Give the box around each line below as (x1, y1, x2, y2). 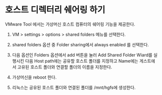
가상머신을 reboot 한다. (12, 74, 57, 80)
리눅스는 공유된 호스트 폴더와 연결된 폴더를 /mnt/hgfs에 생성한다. (12, 84, 136, 90)
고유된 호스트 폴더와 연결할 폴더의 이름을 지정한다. (17, 64, 112, 70)
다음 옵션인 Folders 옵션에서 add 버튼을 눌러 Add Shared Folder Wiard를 (12, 52, 153, 58)
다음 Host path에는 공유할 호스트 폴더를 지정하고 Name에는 (25, 58, 139, 64)
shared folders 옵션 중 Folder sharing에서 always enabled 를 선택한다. (12, 41, 149, 47)
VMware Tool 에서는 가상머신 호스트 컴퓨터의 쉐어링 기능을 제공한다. (5, 21, 135, 27)
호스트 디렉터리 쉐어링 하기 (5, 4, 106, 15)
